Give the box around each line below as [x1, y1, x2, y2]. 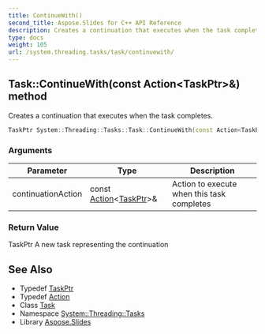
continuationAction [12, 188, 83, 199]
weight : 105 [8, 41, 47, 49]
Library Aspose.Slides [19, 317, 91, 327]
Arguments [8, 144, 53, 156]
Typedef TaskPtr [19, 283, 74, 293]
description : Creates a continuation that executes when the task [8, 26, 231, 34]
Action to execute [172, 178, 237, 190]
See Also [8, 262, 53, 276]
